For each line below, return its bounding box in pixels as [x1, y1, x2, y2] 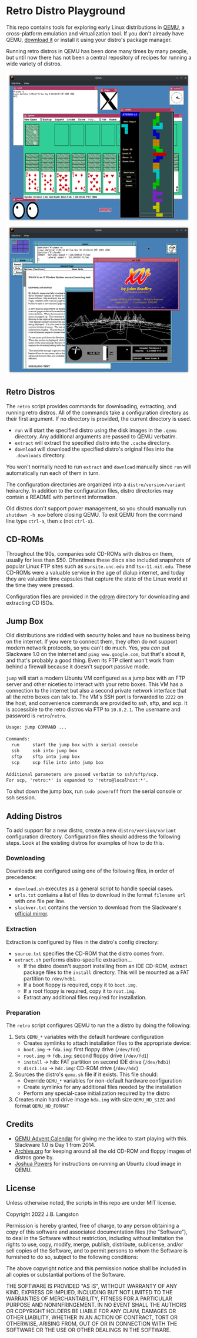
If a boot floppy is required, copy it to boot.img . [23, 981, 138, 988]
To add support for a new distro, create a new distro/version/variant [6, 827, 176, 834]
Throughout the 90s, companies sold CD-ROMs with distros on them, [6, 550, 174, 557]
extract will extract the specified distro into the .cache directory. [14, 439, 171, 446]
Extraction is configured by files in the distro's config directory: [6, 938, 159, 945]
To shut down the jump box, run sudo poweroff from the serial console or [6, 788, 182, 795]
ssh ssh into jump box [11, 748, 78, 754]
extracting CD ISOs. [6, 599, 54, 606]
